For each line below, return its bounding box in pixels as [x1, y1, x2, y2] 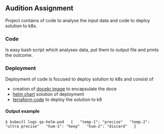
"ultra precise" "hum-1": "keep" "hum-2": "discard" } [5, 123, 137, 129]
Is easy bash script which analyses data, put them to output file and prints [5, 47, 159, 53]
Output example [5, 108, 40, 114]
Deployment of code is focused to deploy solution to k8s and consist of [5, 76, 154, 82]
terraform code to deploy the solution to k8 [12, 97, 102, 103]
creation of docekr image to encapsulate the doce [12, 86, 117, 92]
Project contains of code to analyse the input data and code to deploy [5, 17, 150, 23]
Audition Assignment [5, 4, 74, 13]
